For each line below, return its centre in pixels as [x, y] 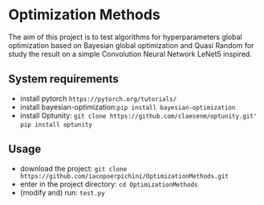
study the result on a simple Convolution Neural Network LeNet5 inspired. [130, 54]
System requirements [63, 79]
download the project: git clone [73, 168]
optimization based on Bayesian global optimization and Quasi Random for [131, 45]
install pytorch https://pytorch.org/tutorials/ [98, 98]
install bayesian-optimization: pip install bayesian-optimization [128, 107]
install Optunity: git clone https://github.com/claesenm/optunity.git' [138, 115]
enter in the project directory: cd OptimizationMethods [109, 184]
